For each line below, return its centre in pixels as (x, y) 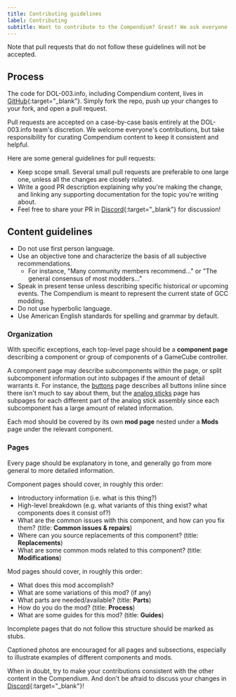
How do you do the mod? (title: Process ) (76, 607)
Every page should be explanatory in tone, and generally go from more (110, 463)
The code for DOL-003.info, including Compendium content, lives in (105, 94)
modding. (31, 301)
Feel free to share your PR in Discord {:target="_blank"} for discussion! (119, 209)
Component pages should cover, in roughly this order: (85, 484)
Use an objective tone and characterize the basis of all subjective (112, 256)
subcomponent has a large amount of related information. (91, 408)
